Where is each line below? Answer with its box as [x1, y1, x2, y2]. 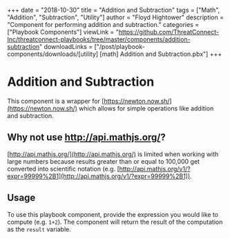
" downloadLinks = [39, 43, 93, 50]
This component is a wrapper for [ [7, 97, 104, 105]
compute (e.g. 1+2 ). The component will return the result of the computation [7, 218, 223, 226]
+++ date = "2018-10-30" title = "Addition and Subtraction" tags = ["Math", [7, 6, 220, 14]
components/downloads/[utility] [7, 50, 99, 58]
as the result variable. [7, 224, 71, 233]
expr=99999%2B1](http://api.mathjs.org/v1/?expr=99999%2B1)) [7, 172, 191, 180]
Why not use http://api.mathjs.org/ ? [7, 131, 166, 144]
